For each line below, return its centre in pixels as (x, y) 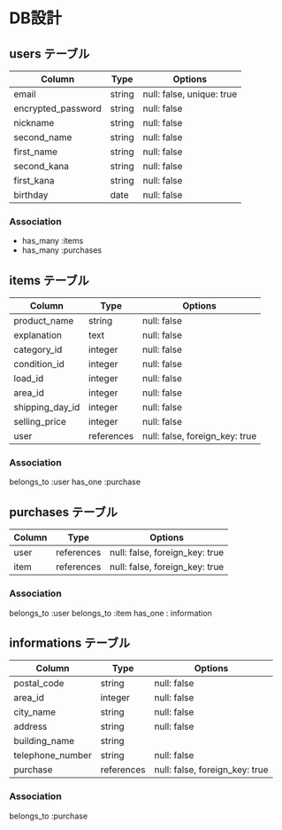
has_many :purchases (62, 250)
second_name (43, 137)
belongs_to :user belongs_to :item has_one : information (111, 613)
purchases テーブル (63, 512)
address (30, 726)
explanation (38, 335)
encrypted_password (57, 109)
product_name (44, 321)
